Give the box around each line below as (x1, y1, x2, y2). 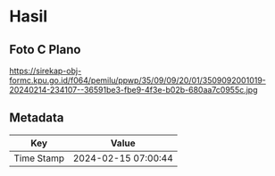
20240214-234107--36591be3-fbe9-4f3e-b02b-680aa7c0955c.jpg (9, 85, 258, 95)
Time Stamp (13, 152, 65, 164)
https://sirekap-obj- (9, 65, 82, 76)
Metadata (9, 110, 64, 126)
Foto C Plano (9, 42, 81, 57)
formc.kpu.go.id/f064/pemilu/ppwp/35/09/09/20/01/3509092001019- (9, 75, 266, 86)
